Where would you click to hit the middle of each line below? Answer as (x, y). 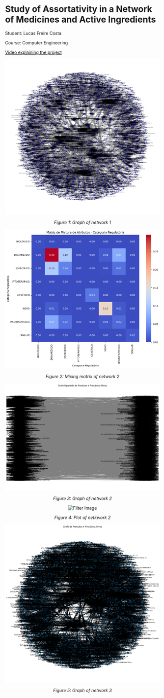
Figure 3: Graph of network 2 (82, 498)
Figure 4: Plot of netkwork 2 (82, 517)
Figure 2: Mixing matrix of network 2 (82, 377)
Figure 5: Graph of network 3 (82, 691)
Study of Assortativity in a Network (79, 9)
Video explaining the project (34, 52)
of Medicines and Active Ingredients (81, 19)
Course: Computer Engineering (37, 42)
